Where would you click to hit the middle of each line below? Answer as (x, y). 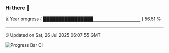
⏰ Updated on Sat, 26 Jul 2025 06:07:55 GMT (53, 35)
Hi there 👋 (18, 8)
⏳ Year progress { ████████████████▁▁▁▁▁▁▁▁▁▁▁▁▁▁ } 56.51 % (83, 19)
